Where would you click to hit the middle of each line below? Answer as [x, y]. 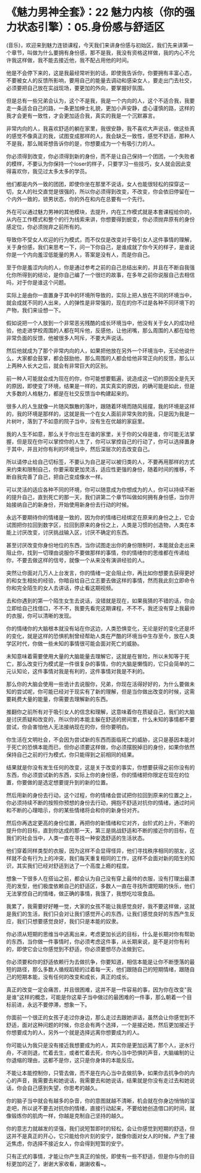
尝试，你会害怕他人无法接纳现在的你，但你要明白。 [69, 727]
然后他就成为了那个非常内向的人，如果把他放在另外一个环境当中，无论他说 [98, 350]
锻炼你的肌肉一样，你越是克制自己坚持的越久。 [69, 1115]
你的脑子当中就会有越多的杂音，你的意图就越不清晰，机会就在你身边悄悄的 [98, 1100]
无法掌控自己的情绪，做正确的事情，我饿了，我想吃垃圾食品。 [82, 893]
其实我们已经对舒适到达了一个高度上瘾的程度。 [74, 865]
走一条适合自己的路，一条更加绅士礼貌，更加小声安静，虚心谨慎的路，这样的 [100, 108]
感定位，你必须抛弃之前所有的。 [45, 226]
